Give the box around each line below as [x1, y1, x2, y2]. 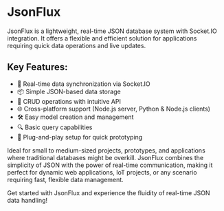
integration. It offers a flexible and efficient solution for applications [7, 34, 197, 42]
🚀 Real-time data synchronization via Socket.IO [16, 80, 151, 88]
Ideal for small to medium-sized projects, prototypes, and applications [7, 146, 206, 155]
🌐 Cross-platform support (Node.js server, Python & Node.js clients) [16, 104, 211, 113]
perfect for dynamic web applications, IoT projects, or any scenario [7, 168, 197, 176]
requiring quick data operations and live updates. [7, 41, 146, 49]
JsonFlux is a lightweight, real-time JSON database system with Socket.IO [7, 27, 218, 35]
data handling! [7, 196, 48, 204]
